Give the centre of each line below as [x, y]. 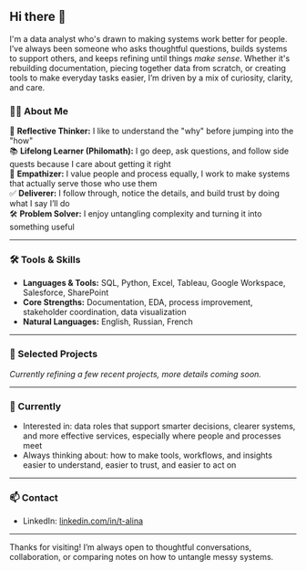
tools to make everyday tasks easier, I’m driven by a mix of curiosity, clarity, [151, 78]
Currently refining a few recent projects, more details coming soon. [136, 374]
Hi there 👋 [38, 17]
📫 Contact [34, 497]
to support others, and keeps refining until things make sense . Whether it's [150, 58]
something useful [42, 227]
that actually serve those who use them [83, 184]
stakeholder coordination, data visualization [104, 312]
